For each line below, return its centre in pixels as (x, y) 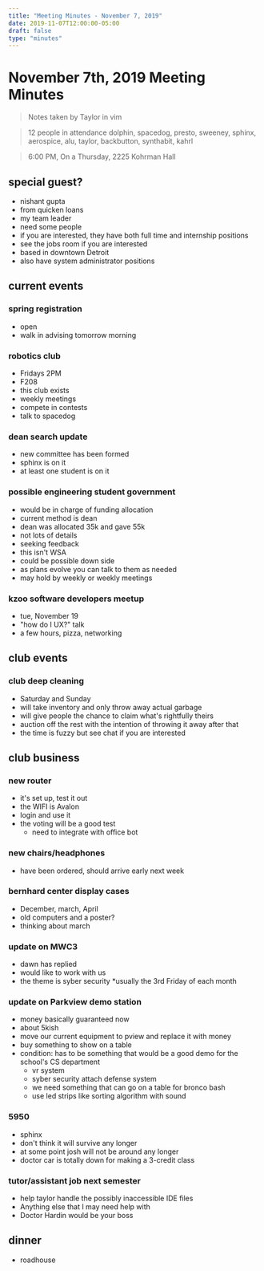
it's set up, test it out (54, 798)
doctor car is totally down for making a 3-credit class (107, 1159)
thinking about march (55, 926)
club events (38, 658)
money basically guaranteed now (74, 1019)
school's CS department (60, 1062)
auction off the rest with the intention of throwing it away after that (129, 724)
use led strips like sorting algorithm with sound (109, 1096)
